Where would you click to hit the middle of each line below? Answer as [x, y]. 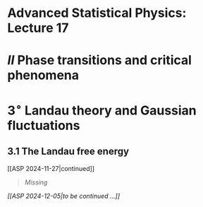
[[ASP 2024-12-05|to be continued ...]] [64, 196]
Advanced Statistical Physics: [97, 13]
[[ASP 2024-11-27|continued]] [51, 168]
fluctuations [44, 125]
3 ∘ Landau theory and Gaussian [102, 109]
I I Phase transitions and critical [100, 60]
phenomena [43, 75]
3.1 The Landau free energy [68, 152]
